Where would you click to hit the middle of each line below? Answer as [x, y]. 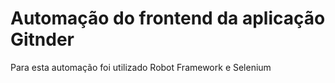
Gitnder [42, 39]
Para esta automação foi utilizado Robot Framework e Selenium [141, 67]
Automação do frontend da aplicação [168, 18]
